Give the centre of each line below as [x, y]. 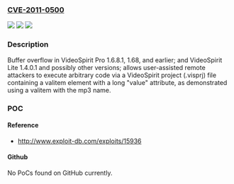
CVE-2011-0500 [36, 10]
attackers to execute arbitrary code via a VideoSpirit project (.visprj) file [112, 75]
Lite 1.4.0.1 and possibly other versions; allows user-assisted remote [106, 67]
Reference [23, 125]
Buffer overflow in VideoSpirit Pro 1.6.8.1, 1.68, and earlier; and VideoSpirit [115, 60]
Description [28, 45]
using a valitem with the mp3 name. [59, 90]
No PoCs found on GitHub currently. [60, 173]
